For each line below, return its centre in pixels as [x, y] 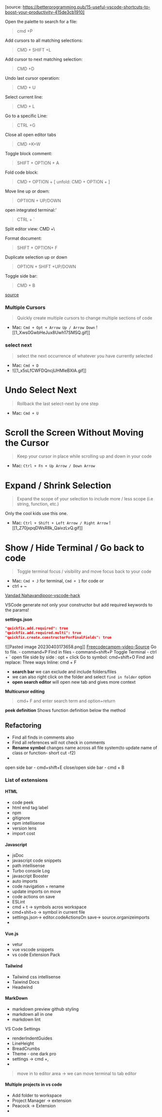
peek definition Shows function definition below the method [65, 710]
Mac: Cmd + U [25, 413]
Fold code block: [22, 172]
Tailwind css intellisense [36, 976]
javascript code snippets [37, 861]
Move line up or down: [27, 191]
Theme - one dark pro [34, 1054]
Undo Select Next [41, 390]
